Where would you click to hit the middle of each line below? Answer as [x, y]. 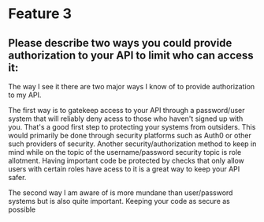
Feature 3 [40, 14]
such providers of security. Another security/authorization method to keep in [132, 144]
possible [22, 209]
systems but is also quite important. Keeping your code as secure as [119, 201]
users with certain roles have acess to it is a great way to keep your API [124, 169]
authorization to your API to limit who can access [131, 55]
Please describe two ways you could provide [120, 43]
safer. [17, 177]
